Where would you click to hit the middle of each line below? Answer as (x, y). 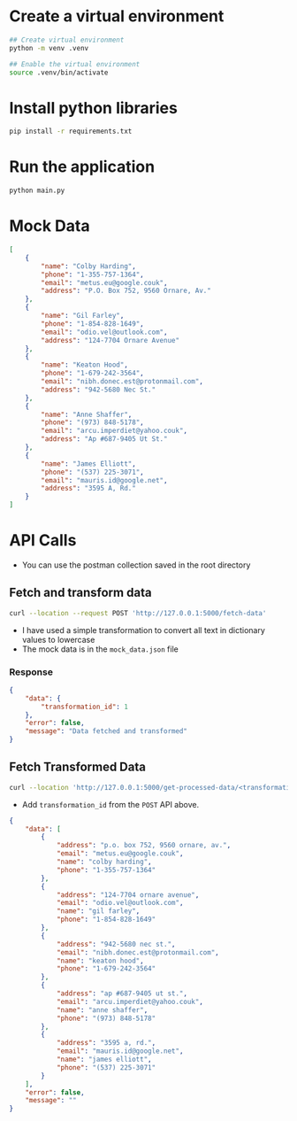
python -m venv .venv (49, 48)
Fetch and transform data (80, 593)
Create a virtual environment (117, 16)
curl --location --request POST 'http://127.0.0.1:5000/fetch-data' (138, 613)
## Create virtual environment (67, 40)
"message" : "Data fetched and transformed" (107, 731)
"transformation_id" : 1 (84, 707)
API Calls (43, 541)
